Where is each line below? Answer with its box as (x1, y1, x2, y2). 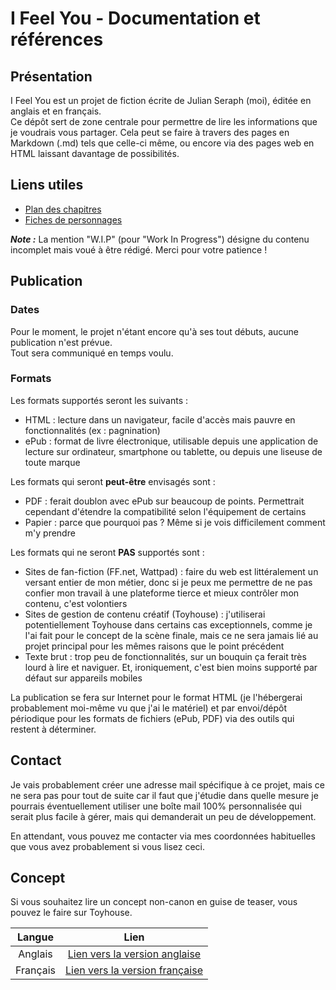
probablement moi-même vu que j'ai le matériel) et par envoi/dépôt (10, 702, 288, 714)
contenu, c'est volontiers (24, 597, 128, 609)
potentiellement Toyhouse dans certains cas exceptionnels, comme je (24, 618, 313, 631)
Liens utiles (10, 177, 84, 194)
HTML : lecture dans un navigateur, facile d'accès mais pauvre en (24, 413, 296, 426)
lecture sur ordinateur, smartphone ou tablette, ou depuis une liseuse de (24, 445, 323, 457)
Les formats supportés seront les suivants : (10, 394, 189, 406)
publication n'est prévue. (10, 336, 113, 348)
